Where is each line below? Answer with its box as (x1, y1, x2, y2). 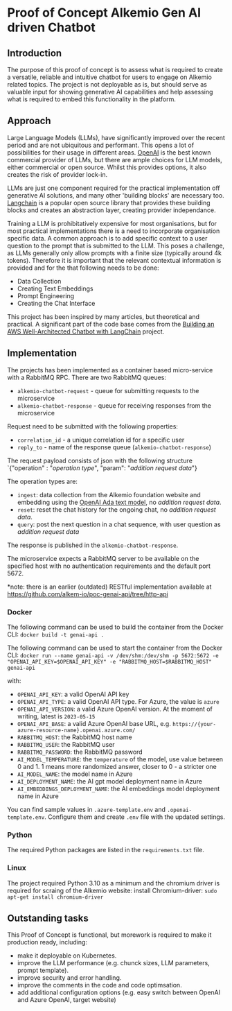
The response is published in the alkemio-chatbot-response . (7, 541, 179, 549)
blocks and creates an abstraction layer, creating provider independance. (7, 206, 216, 214)
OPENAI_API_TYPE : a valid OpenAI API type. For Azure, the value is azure (17, 697, 220, 705)
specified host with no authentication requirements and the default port (7, 562, 211, 570)
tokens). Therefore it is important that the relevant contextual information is (7, 256, 222, 264)
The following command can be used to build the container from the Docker (7, 623, 224, 631)
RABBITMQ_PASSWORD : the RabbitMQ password (17, 748, 143, 756)
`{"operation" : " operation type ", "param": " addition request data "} (7, 463, 197, 472)
